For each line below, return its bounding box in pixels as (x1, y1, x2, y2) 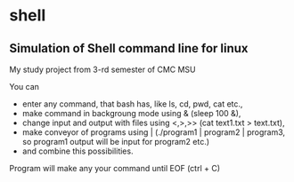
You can (9, 82, 40, 91)
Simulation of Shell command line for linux (9, 41, 249, 56)
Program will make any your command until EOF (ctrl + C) (9, 163, 221, 173)
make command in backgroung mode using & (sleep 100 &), (21, 108, 241, 118)
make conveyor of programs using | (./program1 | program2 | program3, (21, 127, 286, 138)
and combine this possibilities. (21, 146, 134, 156)
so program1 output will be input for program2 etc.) (21, 137, 210, 146)
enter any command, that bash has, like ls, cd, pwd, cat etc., (21, 99, 243, 109)
